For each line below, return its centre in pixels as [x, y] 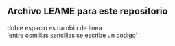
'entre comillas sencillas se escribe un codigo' [72, 35]
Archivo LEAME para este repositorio [87, 11]
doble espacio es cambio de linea [55, 27]
